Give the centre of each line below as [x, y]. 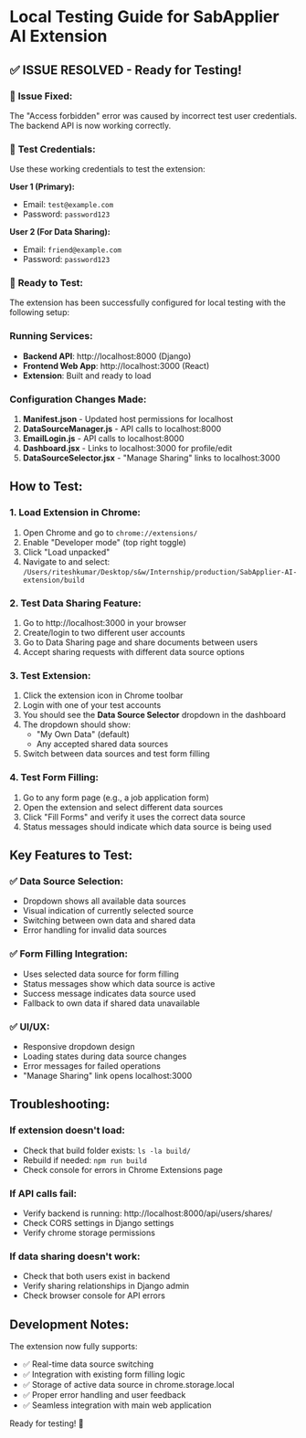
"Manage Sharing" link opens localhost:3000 [107, 1075]
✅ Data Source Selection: [67, 881]
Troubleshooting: [60, 1104]
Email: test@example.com [68, 205]
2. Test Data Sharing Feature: [75, 603]
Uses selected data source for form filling [101, 974]
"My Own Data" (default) [83, 735]
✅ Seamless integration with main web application [117, 1405]
